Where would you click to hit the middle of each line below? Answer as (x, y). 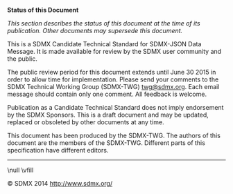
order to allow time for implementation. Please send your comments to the (113, 79)
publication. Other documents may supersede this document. (95, 31)
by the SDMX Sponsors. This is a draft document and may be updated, (108, 115)
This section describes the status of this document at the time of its (104, 23)
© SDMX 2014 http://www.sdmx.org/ (60, 183)
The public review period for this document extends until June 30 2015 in (112, 72)
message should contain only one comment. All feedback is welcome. (107, 94)
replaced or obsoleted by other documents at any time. (86, 122)
